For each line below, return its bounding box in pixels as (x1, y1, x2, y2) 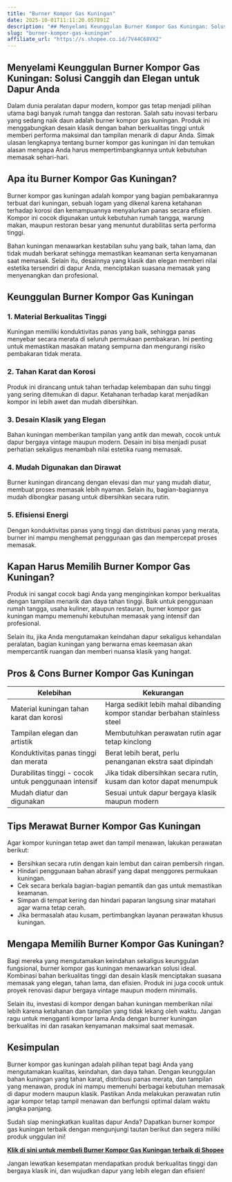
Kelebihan (37, 688, 72, 698)
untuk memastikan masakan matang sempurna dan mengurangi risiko (7, 342, 206, 350)
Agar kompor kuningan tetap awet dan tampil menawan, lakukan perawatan (7, 839, 222, 847)
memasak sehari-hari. (7, 153, 70, 161)
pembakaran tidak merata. (7, 350, 82, 358)
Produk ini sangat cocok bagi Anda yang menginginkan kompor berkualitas (7, 590, 221, 598)
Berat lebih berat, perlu (104, 749, 180, 758)
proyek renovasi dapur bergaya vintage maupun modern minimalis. (7, 986, 198, 994)
